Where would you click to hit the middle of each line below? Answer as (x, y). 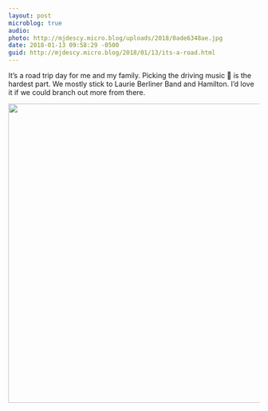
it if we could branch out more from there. (77, 92)
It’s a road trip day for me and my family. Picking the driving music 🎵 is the (130, 75)
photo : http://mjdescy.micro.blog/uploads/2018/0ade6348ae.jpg (116, 38)
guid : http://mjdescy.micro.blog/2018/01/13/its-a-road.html (112, 53)
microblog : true (35, 23)
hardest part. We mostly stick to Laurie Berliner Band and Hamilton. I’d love (131, 84)
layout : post (30, 16)
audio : (19, 30)
